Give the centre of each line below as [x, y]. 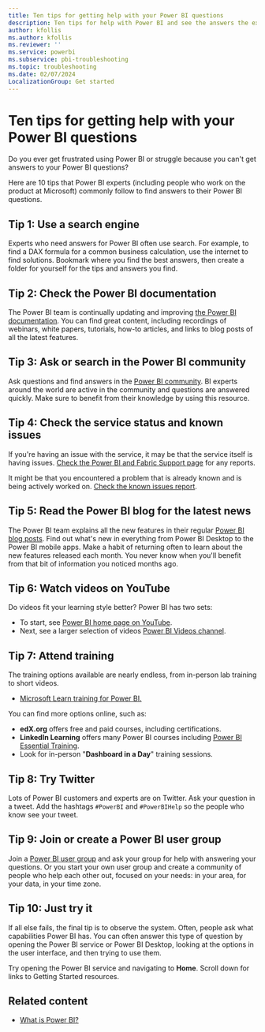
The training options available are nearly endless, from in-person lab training [132, 675]
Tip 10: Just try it [50, 909]
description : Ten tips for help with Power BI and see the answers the [128, 23]
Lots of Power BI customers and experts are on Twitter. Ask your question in [132, 798]
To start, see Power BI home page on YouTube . [96, 623]
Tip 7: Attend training [61, 656]
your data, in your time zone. [55, 884]
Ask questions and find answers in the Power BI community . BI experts [123, 381]
